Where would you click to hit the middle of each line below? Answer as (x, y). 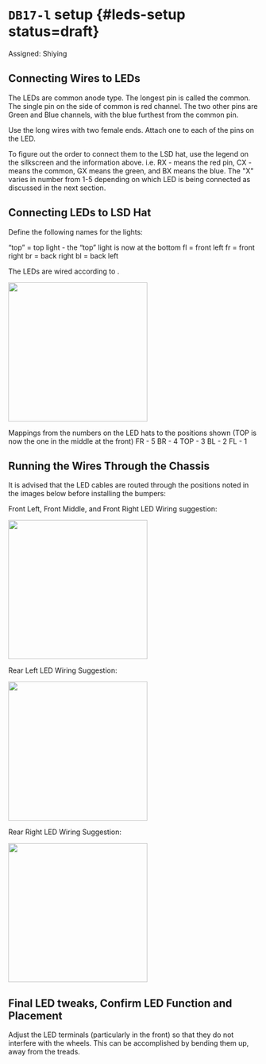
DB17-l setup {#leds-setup (97, 15)
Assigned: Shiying (38, 53)
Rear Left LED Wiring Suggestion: (63, 670)
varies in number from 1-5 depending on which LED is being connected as (129, 179)
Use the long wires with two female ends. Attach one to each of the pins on (131, 130)
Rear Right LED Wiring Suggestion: (65, 832)
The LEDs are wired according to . (64, 271)
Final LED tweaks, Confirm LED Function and (120, 1003)
